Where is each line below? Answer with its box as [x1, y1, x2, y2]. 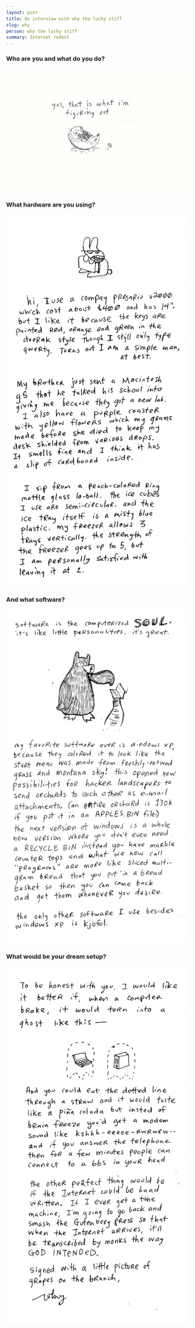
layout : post [6, 9, 38, 15]
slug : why [6, 22, 31, 28]
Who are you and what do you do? [6, 55, 105, 63]
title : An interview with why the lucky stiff [6, 15, 122, 22]
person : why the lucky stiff [6, 28, 78, 34]
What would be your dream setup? [6, 952, 107, 960]
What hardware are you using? [6, 201, 96, 209]
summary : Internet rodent [6, 34, 69, 41]
